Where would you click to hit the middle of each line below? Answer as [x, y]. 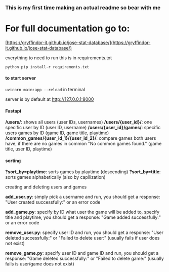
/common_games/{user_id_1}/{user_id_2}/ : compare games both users [81, 138]
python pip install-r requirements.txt [47, 67]
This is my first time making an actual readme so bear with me [83, 8]
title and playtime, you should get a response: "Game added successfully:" [83, 217]
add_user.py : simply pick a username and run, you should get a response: [83, 197]
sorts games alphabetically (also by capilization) [55, 177]
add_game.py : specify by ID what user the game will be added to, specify [82, 212]
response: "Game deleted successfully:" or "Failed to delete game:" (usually [85, 259]
